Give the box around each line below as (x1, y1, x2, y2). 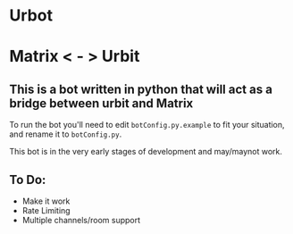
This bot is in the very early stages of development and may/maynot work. (9, 146, 283, 157)
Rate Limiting (21, 205, 71, 215)
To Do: (9, 171, 46, 188)
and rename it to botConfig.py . (9, 129, 122, 139)
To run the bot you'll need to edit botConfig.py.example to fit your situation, (9, 120, 285, 130)
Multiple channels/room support (21, 215, 141, 225)
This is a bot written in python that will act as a (9, 81, 272, 96)
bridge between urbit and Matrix (9, 96, 194, 111)
